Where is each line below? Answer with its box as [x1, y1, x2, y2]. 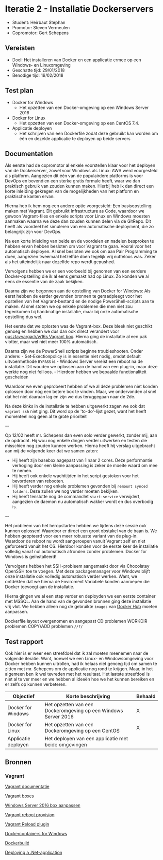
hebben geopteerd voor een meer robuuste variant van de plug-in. [5, 533, 138, 539]
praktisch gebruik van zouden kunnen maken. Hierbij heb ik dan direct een [5, 183, 154, 189]
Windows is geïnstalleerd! [5, 554, 57, 560]
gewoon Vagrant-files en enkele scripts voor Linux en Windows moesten [5, 213, 150, 219]
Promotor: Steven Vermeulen [12, 24, 70, 30]
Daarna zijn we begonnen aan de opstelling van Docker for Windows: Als [5, 288, 151, 294]
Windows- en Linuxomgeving [12, 62, 71, 68]
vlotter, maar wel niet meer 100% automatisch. [5, 339, 98, 345]
